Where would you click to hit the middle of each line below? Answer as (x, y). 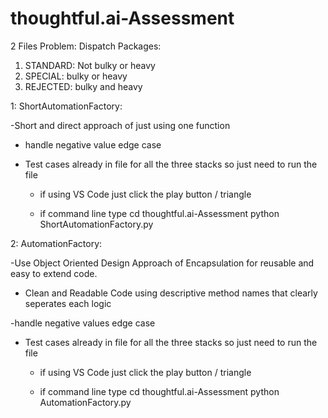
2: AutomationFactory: (56, 243)
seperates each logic (68, 303)
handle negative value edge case (93, 144)
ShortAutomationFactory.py (96, 224)
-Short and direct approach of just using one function (120, 125)
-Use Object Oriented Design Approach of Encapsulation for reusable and (162, 263)
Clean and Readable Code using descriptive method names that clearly (171, 293)
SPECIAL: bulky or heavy (76, 76)
